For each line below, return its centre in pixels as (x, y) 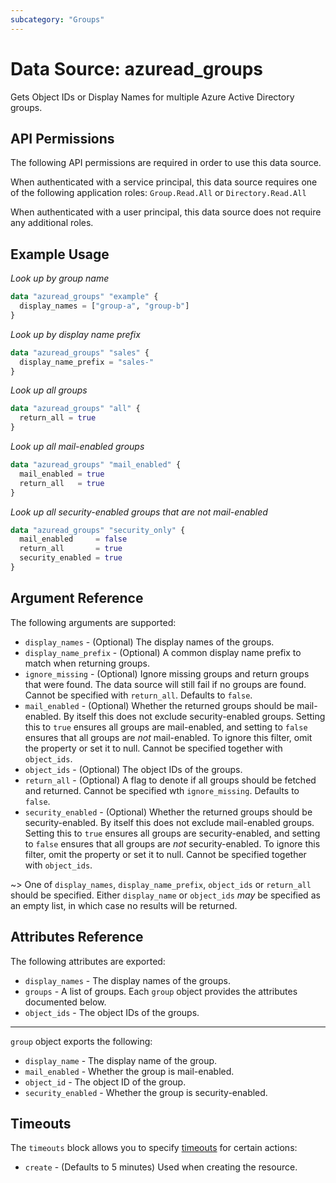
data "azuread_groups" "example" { (84, 297)
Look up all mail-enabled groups (77, 447)
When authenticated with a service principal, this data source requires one (164, 182)
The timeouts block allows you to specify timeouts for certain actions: (154, 1148)
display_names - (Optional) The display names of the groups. (149, 642)
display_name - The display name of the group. (121, 1060)
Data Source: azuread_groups (137, 68)
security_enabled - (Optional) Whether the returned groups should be (168, 812)
